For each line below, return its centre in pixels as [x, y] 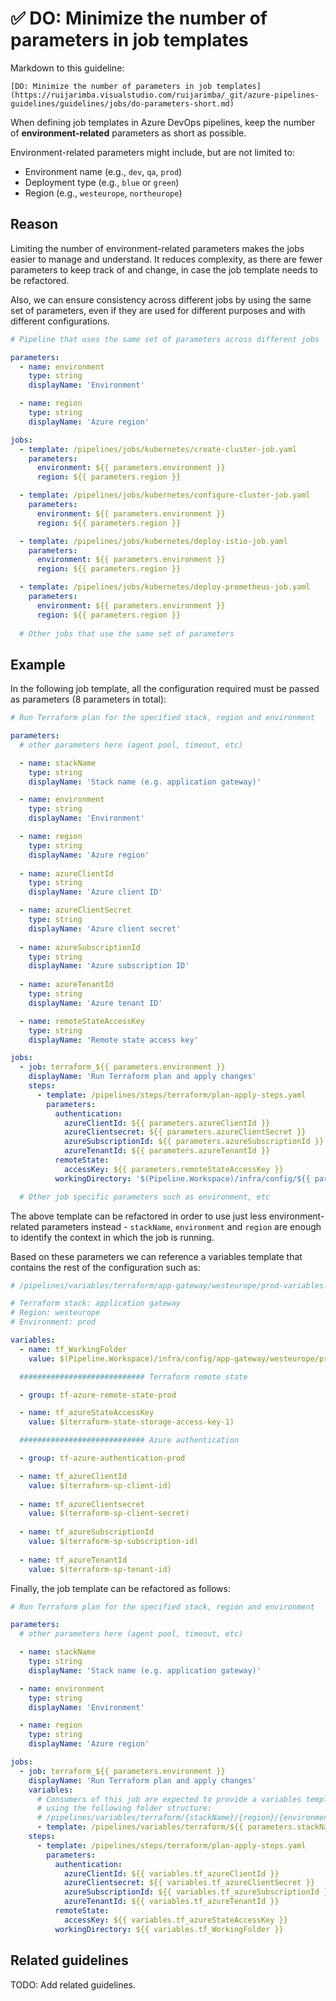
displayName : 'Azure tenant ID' [95, 1003]
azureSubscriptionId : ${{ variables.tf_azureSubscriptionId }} [198, 1892]
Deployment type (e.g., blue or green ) [102, 182]
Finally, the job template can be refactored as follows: [120, 1588]
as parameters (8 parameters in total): [88, 699]
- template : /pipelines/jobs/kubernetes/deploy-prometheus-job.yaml [165, 587]
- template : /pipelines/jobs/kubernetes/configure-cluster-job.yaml [165, 495]
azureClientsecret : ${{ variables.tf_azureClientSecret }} [189, 1883]
